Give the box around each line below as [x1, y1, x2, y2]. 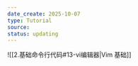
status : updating [7, 30, 59, 38]
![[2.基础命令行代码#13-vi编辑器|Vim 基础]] [7, 50, 132, 59]
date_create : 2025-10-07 [7, 10, 81, 18]
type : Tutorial [7, 17, 52, 24]
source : [7, 23, 30, 31]
